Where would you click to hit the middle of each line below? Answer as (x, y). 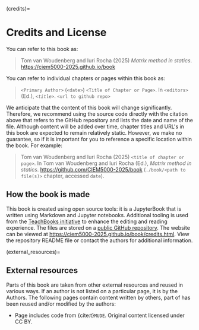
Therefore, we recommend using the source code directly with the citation (97, 114)
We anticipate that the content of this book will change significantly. (89, 107)
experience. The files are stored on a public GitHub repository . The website (98, 227)
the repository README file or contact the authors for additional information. (99, 240)
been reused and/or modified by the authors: (61, 304)
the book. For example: (34, 145)
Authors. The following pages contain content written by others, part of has (98, 297)
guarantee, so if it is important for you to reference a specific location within (99, 139)
